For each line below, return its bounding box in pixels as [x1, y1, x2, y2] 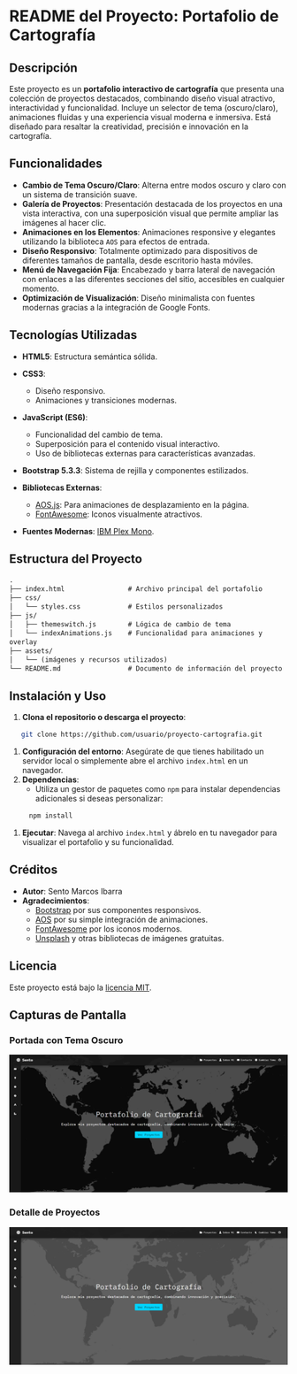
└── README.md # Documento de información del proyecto [9, 664, 283, 673]
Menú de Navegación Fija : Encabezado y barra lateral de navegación [21, 264, 276, 275]
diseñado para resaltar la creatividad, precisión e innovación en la [9, 121, 249, 132]
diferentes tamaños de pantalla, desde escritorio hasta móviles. [21, 255, 254, 265]
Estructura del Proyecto [9, 551, 143, 567]
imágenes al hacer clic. [21, 217, 107, 227]
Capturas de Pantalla [9, 1008, 126, 1023]
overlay [9, 638, 38, 647]
